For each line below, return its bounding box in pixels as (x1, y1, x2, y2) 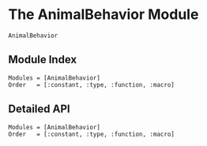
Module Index (8, 53, 77, 66)
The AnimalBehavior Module (8, 6, 199, 24)
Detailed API (8, 103, 70, 116)
